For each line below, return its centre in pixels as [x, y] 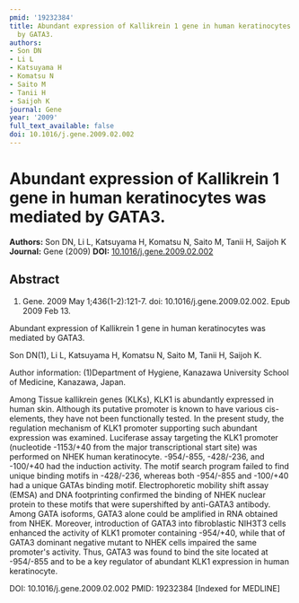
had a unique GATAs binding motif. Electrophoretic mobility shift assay [139, 485]
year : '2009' [34, 118]
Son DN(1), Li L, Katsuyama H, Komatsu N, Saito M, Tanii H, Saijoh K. [136, 354]
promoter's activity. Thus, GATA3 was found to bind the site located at [139, 552]
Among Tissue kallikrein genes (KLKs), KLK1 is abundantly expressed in [141, 399]
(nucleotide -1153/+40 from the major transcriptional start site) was [133, 447]
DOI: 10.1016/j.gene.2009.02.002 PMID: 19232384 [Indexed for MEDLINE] [145, 588]
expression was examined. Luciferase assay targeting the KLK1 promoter [144, 437]
